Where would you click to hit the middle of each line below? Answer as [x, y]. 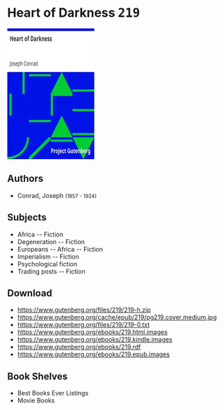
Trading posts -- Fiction [51, 271]
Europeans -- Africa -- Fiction [60, 249]
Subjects [27, 218]
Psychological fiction [47, 264]
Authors [25, 179]
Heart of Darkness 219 [74, 13]
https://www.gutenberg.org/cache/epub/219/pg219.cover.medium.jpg [117, 317]
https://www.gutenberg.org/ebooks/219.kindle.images [95, 340]
